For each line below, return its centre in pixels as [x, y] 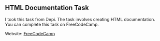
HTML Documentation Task [47, 8]
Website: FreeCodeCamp [30, 33]
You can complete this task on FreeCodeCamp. [52, 24]
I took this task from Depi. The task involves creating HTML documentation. [80, 19]
